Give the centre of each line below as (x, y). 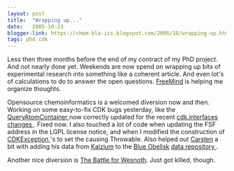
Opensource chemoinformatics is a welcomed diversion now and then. (109, 102)
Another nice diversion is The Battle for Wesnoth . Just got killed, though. (111, 160)
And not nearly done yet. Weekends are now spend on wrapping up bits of (114, 67)
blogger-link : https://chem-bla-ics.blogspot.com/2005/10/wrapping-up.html (119, 33)
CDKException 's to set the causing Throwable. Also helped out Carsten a (113, 139)
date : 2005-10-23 (36, 26)
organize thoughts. (34, 89)
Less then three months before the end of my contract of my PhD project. (112, 59)
